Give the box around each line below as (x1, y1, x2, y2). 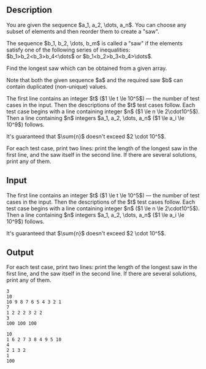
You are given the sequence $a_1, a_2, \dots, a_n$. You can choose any (6, 21, 187, 28)
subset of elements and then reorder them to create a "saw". (6, 28, 159, 35)
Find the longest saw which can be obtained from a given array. (6, 64, 167, 72)
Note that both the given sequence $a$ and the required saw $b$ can (6, 76, 183, 83)
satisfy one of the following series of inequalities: (6, 46, 131, 53)
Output (6, 248, 34, 258)
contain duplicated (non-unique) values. (6, 83, 108, 90)
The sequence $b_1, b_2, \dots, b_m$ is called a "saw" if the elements (6, 39, 183, 47)
